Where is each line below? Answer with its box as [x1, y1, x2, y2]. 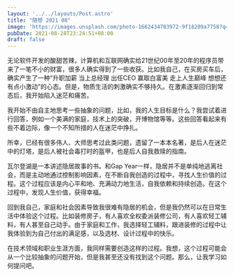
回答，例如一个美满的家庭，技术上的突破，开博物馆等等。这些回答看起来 [13, 115, 221, 123]
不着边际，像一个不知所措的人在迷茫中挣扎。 [13, 124, 141, 132]
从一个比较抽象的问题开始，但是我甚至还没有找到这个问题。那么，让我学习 [7, 253, 221, 261]
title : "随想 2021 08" [7, 17, 71, 24]
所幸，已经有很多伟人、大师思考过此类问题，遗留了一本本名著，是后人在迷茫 [7, 138, 227, 147]
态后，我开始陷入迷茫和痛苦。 [7, 92, 93, 100]
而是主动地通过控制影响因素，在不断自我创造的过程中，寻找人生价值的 [19, 170, 221, 179]
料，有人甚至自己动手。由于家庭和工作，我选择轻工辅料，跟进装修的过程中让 [7, 221, 227, 229]
